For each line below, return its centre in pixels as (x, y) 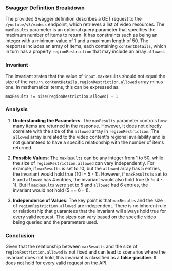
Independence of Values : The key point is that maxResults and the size (88, 200)
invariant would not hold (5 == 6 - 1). (51, 190)
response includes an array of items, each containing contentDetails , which (86, 46)
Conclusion (20, 235)
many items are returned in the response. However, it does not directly (87, 126)
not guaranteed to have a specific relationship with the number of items (88, 142)
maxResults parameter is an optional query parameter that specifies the (80, 30)
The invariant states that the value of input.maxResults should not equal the (85, 76)
